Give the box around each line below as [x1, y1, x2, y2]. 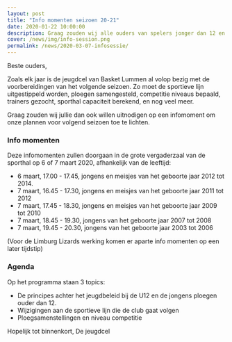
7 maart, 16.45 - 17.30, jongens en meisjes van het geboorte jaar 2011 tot [17, 187, 224, 195]
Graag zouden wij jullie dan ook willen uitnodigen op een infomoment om [7, 111, 215, 119]
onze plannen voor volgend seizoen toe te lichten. [7, 118, 151, 126]
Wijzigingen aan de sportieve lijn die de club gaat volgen [17, 306, 179, 314]
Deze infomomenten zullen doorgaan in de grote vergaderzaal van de [7, 151, 206, 160]
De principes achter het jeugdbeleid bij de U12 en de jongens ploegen [17, 291, 217, 300]
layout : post [7, 10, 45, 17]
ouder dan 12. [17, 298, 57, 307]
